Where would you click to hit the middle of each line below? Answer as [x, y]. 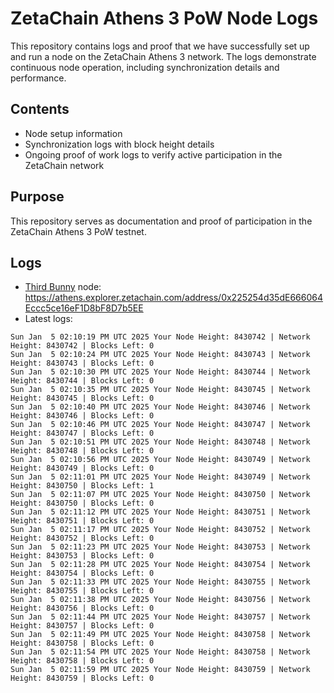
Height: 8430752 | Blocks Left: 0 [82, 538]
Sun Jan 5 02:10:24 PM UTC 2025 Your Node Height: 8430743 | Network [160, 355]
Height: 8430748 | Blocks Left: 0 [82, 451]
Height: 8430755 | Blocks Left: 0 [82, 591]
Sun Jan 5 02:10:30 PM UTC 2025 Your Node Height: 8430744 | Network [160, 372]
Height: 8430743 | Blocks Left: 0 [82, 363]
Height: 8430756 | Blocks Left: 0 [82, 608]
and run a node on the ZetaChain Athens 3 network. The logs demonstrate [163, 56]
